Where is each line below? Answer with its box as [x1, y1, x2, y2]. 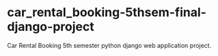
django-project [7, 19, 94, 34]
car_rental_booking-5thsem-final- [7, 5, 207, 20]
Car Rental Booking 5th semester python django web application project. [7, 41, 212, 49]
